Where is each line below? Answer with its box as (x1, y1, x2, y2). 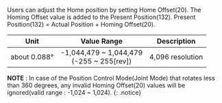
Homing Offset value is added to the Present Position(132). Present (7, 13, 196, 21)
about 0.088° (10, 53, 54, 61)
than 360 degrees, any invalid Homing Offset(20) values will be (7, 81, 186, 89)
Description (156, 37, 196, 46)
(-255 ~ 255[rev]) (71, 57, 132, 65)
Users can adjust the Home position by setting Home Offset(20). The (7, 6, 201, 14)
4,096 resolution (149, 53, 203, 61)
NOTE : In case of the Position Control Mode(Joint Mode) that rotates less (7, 74, 216, 82)
